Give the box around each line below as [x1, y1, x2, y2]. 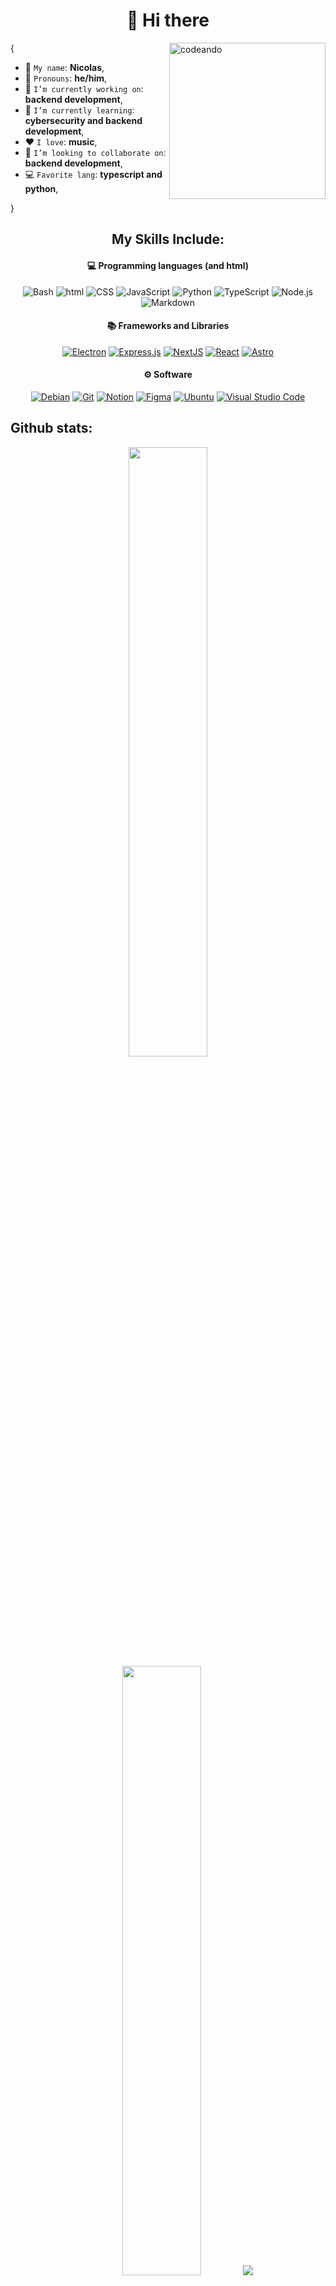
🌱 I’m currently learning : [24, 104, 135, 116]
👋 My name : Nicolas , [24, 61, 105, 73]
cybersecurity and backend [24, 114, 143, 126]
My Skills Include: [111, 231, 225, 248]
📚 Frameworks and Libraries [106, 320, 230, 332]
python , [24, 182, 59, 194]
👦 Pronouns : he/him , [24, 72, 108, 84]
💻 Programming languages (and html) [86, 259, 250, 271]
